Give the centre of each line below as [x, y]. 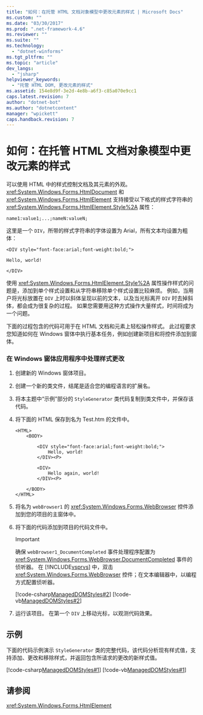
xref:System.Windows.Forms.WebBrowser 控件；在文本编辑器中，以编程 [106, 575]
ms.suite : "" [23, 40]
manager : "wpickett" [32, 114]
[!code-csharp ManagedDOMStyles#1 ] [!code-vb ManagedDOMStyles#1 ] [96, 670]
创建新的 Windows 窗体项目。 [52, 373]
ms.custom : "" [24, 18]
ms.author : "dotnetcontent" [42, 108]
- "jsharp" [25, 74]
